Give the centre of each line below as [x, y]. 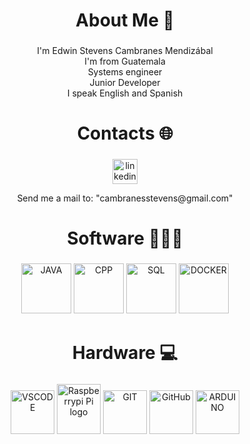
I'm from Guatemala [125, 61]
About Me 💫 [125, 20]
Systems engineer [125, 72]
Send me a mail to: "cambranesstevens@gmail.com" [125, 198]
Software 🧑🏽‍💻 [125, 238]
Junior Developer [125, 83]
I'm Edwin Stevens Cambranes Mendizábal [125, 51]
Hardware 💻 [125, 352]
